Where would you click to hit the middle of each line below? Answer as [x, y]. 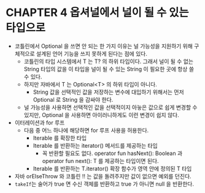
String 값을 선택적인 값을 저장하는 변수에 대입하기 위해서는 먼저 [109, 92]
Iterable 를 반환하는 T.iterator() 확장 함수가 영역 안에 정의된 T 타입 [112, 168]
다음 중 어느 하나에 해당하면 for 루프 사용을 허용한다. [86, 130]
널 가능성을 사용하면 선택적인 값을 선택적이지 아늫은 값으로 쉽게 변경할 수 [110, 107]
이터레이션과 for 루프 [40, 123]
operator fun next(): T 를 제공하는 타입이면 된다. [100, 161]
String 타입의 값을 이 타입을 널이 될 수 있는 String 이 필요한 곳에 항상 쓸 [109, 69]
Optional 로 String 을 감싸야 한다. [73, 99]
